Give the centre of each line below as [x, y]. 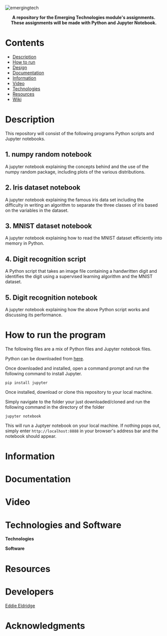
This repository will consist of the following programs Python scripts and [80, 133]
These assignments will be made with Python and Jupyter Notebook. [84, 23]
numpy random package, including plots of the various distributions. [75, 172]
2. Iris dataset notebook [43, 188]
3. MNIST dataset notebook [49, 226]
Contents [25, 43]
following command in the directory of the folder [55, 407]
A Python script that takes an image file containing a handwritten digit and [81, 271]
